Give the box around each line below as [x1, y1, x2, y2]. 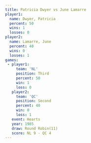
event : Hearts [11, 116, 41, 122]
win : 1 [16, 80, 29, 85]
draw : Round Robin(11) [11, 126, 58, 131]
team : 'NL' [16, 67, 38, 72]
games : [5, 57, 19, 62]
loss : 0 [16, 85, 32, 90]
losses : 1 [9, 53, 29, 58]
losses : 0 [9, 30, 29, 35]
